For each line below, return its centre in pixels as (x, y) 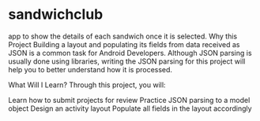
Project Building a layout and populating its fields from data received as (124, 44)
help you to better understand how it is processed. (90, 69)
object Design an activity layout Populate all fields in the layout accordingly (130, 108)
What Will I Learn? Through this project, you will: (87, 85)
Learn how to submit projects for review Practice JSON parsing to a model (129, 100)
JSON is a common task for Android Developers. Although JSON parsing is (130, 53)
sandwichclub (56, 15)
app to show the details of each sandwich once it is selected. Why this (123, 36)
